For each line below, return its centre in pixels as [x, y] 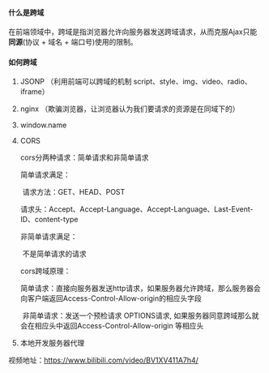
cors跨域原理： [45, 271]
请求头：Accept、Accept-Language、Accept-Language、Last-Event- [137, 209]
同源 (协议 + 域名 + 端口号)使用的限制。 [73, 42]
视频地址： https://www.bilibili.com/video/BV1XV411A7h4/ [103, 360]
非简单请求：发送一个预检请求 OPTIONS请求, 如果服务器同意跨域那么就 [141, 315]
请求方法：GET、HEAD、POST [74, 192]
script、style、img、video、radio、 [193, 82]
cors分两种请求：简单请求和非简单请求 [84, 157]
